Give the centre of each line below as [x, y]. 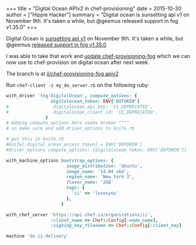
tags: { [75, 188]
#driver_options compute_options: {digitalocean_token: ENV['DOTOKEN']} [97, 150]
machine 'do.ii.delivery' [37, 236]
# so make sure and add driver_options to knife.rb [70, 128]
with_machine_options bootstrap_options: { [60, 161]
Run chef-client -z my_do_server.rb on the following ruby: [78, 85]
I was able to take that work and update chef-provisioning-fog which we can [98, 56]
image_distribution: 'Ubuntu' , [104, 166]
